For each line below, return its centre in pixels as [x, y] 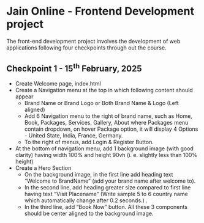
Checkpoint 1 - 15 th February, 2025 [74, 68]
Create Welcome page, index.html [58, 83]
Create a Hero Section [43, 168]
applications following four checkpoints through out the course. [86, 48]
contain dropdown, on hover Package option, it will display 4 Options [111, 129]
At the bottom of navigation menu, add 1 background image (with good [104, 148]
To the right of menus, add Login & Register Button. [89, 142]
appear [24, 97]
